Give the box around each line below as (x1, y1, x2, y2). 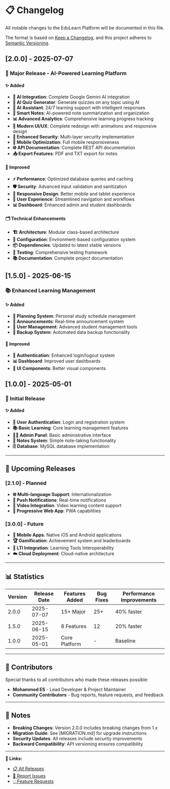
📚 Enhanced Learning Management (5, 287, 96, 294)
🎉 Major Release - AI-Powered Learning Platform (5, 70, 127, 77)
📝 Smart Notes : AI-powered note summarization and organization (12, 110, 150, 116)
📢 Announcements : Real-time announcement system (12, 318, 124, 325)
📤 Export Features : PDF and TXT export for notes (12, 151, 118, 157)
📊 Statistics (5, 573, 45, 581)
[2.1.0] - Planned (5, 480, 47, 487)
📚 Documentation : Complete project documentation (12, 255, 123, 261)
